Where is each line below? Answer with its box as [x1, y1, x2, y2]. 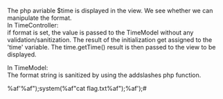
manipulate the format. [7, 14, 72, 22]
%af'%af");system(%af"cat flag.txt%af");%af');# [7, 85, 147, 92]
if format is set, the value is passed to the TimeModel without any [7, 28, 194, 36]
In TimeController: [7, 21, 59, 29]
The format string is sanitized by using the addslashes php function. [7, 71, 202, 79]
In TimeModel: [7, 64, 48, 71]
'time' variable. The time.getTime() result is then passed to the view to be [7, 43, 216, 51]
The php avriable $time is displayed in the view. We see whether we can [7, 7, 213, 14]
